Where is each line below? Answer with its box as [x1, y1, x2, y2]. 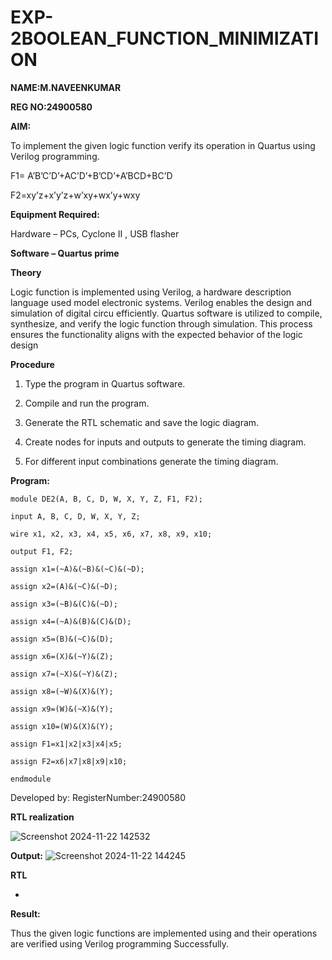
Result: [10, 907, 41, 920]
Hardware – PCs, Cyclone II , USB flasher [10, 227, 180, 240]
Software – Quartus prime [10, 247, 120, 259]
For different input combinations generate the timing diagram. [24, 455, 279, 467]
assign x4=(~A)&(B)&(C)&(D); [10, 616, 132, 626]
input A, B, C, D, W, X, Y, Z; [10, 511, 141, 521]
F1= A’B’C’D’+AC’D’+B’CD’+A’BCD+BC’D [10, 169, 173, 181]
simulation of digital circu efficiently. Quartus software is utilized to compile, [10, 307, 323, 319]
